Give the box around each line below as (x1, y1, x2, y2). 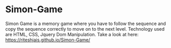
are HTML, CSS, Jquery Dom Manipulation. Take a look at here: (5, 31, 139, 37)
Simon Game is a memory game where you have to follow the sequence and (5, 20, 166, 27)
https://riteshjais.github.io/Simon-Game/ (5, 37, 91, 43)
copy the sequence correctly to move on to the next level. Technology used (5, 26, 165, 32)
